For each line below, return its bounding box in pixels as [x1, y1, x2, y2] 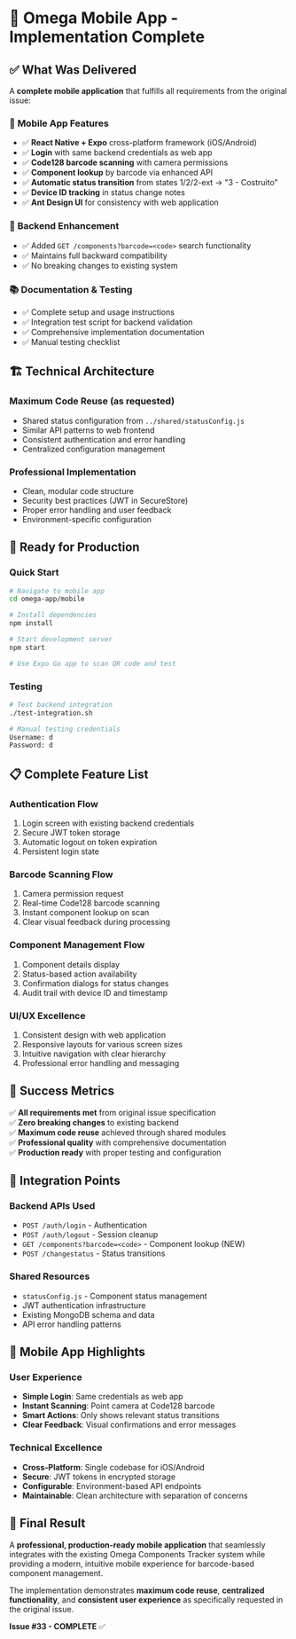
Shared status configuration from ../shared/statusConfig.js [21, 415, 245, 426]
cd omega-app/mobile [9, 594, 86, 604]
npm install [9, 619, 53, 628]
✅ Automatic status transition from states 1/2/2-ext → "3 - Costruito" [21, 177, 278, 188]
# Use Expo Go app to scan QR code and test [9, 659, 176, 668]
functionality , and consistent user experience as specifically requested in [9, 1594, 284, 1604]
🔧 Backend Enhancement [9, 220, 120, 232]
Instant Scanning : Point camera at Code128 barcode [21, 1400, 215, 1411]
